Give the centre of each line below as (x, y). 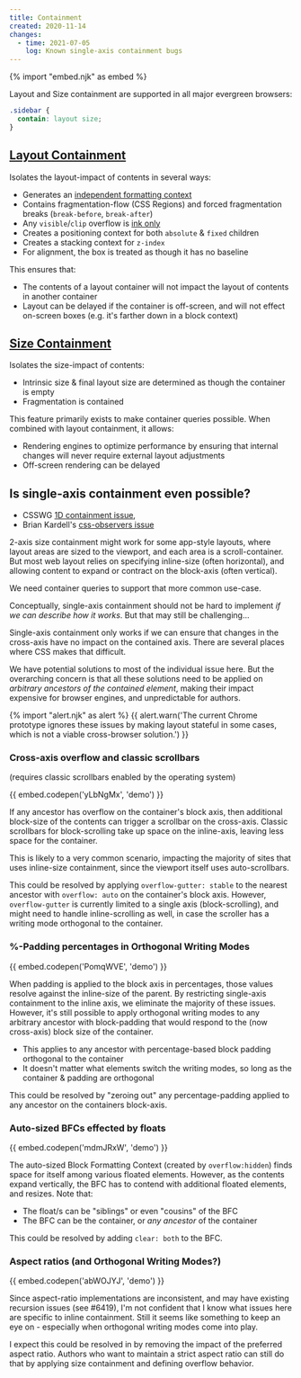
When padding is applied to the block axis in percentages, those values (142, 984)
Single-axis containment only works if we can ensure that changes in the (144, 633)
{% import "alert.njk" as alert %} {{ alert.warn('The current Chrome (133, 715)
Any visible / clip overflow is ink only (91, 223)
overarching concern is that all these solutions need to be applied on (136, 679)
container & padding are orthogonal (88, 1078)
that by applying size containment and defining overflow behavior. (132, 1364)
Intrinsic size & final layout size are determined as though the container (154, 382)
